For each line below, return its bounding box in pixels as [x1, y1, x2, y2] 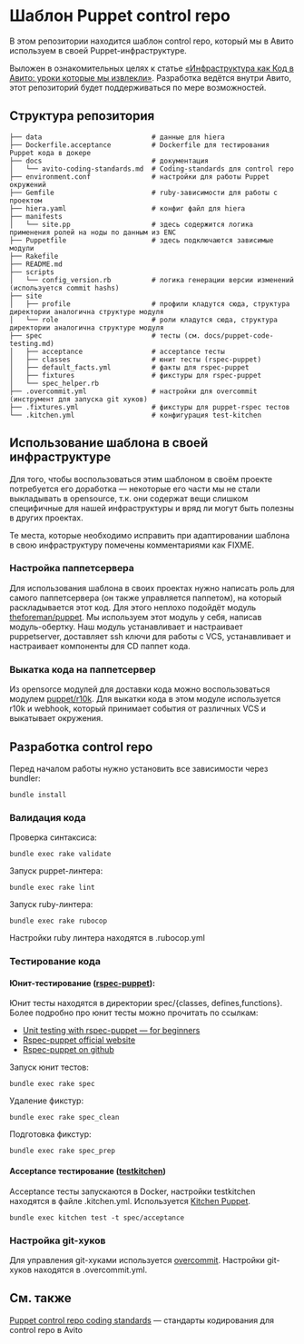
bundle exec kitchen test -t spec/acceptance [9, 1213, 184, 1222]
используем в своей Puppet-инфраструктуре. [9, 44, 188, 55]
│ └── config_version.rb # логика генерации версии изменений [9, 275, 295, 284]
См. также [9, 1290, 73, 1306]
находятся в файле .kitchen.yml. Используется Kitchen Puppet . [9, 1195, 251, 1206]
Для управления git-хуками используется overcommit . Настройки [9, 1254, 266, 1265]
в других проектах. [9, 512, 83, 523]
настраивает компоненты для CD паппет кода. [9, 640, 191, 651]
